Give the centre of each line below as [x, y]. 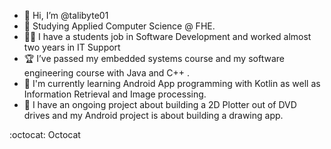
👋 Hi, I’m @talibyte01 [66, 15]
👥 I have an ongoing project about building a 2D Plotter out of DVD [160, 104]
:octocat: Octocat [45, 134]
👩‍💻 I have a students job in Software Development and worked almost [167, 36]
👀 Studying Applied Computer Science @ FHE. [119, 26]
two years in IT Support [72, 47]
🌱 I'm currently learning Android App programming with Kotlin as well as [172, 83]
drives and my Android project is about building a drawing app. [153, 115]
